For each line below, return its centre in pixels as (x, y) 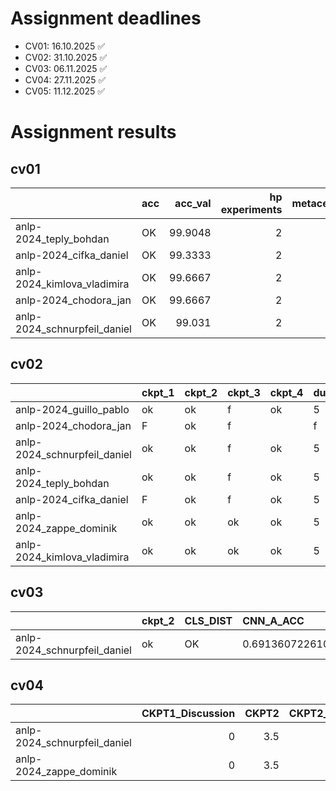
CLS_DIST (208, 620)
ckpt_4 (286, 392)
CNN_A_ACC (273, 620)
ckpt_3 (244, 392)
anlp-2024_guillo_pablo (72, 409)
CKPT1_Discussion (188, 714)
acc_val (193, 203)
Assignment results (93, 132)
